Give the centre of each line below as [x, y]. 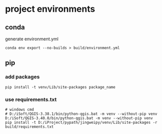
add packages [22, 77]
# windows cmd [20, 109]
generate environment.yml [32, 39]
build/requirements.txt [30, 127]
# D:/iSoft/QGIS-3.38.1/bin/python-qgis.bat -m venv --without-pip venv [81, 114]
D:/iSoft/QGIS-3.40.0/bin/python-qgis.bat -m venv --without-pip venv [79, 118]
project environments [50, 9]
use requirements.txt [31, 99]
